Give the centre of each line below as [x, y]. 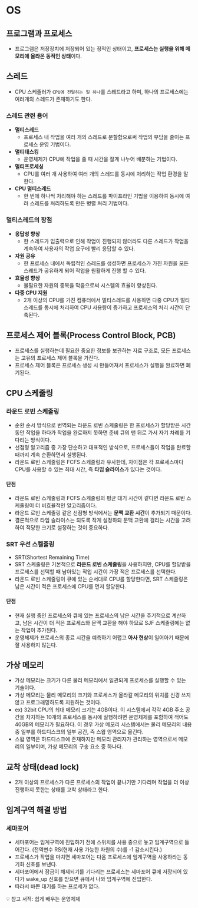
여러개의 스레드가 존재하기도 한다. [53, 99]
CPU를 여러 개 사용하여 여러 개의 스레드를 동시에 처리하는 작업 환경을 [103, 174]
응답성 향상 [27, 234]
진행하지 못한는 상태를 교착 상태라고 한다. [62, 790]
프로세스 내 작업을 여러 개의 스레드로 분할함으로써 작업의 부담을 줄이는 [104, 137]
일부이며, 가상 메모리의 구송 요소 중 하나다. [75, 747]
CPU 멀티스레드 [33, 188]
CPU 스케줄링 [29, 393]
